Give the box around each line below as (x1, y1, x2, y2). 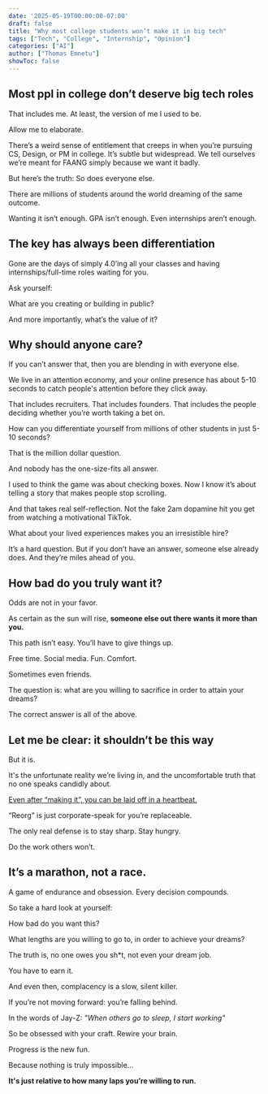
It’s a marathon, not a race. (8, 866, 147, 880)
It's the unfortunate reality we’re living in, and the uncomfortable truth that (8, 770, 256, 780)
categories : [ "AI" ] (8, 42, 75, 50)
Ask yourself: (8, 283, 53, 292)
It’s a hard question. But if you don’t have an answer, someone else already (8, 544, 259, 554)
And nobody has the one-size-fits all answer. (8, 464, 159, 473)
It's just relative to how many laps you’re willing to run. (8, 1075, 197, 1085)
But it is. (8, 755, 36, 764)
